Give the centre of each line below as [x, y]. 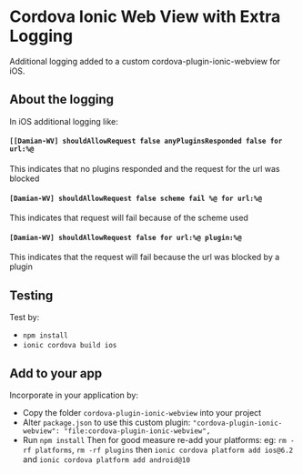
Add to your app [56, 373]
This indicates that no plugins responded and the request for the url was [145, 168]
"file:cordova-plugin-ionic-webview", [137, 431]
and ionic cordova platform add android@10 [106, 459]
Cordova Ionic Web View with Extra [145, 17]
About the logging [61, 100]
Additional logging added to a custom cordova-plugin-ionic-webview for [145, 61]
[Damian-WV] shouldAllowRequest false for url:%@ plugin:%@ [126, 237]
